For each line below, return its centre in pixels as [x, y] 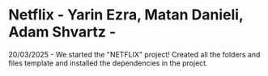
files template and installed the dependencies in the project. [108, 63]
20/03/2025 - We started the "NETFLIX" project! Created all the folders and [134, 54]
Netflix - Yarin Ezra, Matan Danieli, [126, 15]
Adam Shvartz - [62, 32]
